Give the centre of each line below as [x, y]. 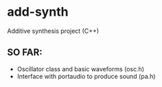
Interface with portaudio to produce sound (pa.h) [86, 76]
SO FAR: [25, 52]
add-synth [38, 12]
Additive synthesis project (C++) [53, 31]
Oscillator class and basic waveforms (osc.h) [81, 69]
